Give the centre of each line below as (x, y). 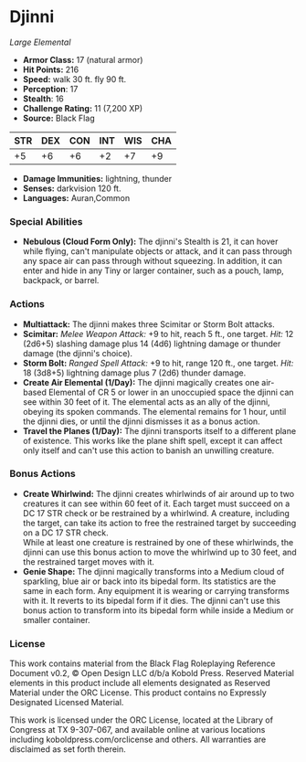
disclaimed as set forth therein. (68, 749)
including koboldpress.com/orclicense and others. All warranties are (138, 740)
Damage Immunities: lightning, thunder (97, 178)
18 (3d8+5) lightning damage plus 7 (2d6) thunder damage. (134, 373)
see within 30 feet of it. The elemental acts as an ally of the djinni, (147, 402)
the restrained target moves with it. (89, 561)
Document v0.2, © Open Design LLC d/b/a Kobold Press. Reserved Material (152, 673)
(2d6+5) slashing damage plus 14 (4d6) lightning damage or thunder (152, 344)
